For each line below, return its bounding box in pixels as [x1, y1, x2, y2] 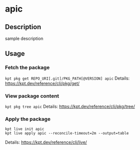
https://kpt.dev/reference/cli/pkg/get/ [5, 80, 80, 86]
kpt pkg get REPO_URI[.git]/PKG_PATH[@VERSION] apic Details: [5, 75, 130, 81]
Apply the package [5, 116, 51, 122]
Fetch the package [5, 64, 50, 71]
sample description [5, 35, 44, 41]
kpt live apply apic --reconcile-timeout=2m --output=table [5, 131, 129, 136]
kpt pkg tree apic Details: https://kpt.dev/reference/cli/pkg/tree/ [5, 103, 135, 109]
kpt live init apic [5, 127, 45, 132]
